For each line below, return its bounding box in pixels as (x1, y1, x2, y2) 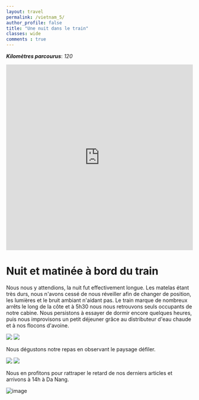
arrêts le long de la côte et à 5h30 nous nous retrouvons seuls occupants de (6, 303, 192, 310)
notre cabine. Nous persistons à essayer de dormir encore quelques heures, (6, 309, 192, 316)
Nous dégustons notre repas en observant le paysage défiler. (6, 345, 156, 352)
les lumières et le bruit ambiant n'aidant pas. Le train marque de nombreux (6, 297, 188, 304)
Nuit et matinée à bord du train (6, 264, 159, 278)
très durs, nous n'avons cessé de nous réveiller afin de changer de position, (6, 290, 191, 297)
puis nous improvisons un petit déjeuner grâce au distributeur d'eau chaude (6, 316, 191, 323)
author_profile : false (6, 20, 62, 26)
